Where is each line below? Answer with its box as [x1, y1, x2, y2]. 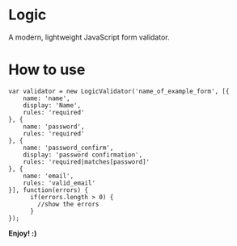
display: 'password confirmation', [23, 151, 143, 159]
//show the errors [37, 200, 99, 208]
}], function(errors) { [8, 186, 89, 194]
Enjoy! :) [8, 228, 37, 238]
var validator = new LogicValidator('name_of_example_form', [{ [8, 87, 230, 95]
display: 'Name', [23, 101, 82, 110]
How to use [8, 60, 86, 79]
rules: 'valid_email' [23, 179, 95, 187]
